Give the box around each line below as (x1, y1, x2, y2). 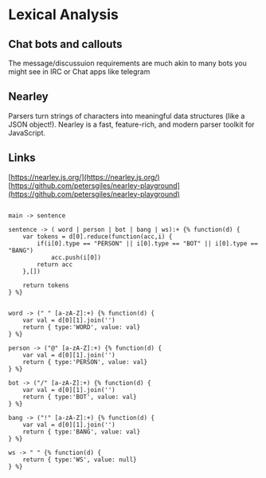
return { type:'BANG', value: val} (22, 428, 141, 436)
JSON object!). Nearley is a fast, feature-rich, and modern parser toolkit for (8, 119, 255, 129)
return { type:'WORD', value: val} (22, 323, 141, 331)
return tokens (22, 281, 69, 289)
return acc (37, 261, 73, 268)
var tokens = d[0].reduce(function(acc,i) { (22, 233, 173, 241)
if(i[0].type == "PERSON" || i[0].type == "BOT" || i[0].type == (37, 239, 259, 248)
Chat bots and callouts (8, 37, 123, 51)
